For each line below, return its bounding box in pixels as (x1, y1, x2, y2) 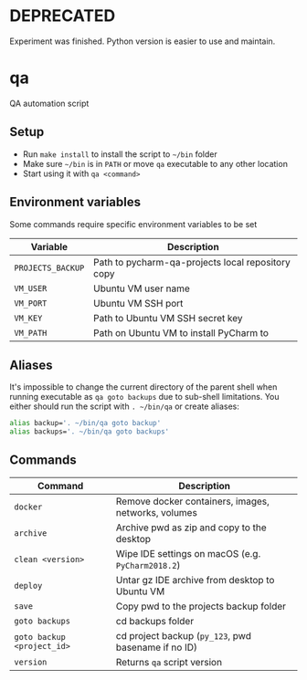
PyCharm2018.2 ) (115, 559, 181, 571)
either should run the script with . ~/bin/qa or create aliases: (9, 401, 240, 412)
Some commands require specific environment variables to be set (9, 218, 258, 229)
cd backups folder (115, 614, 195, 627)
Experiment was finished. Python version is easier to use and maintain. (9, 36, 276, 47)
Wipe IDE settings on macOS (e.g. (115, 547, 261, 560)
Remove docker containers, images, (115, 495, 270, 507)
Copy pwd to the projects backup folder (115, 600, 286, 612)
